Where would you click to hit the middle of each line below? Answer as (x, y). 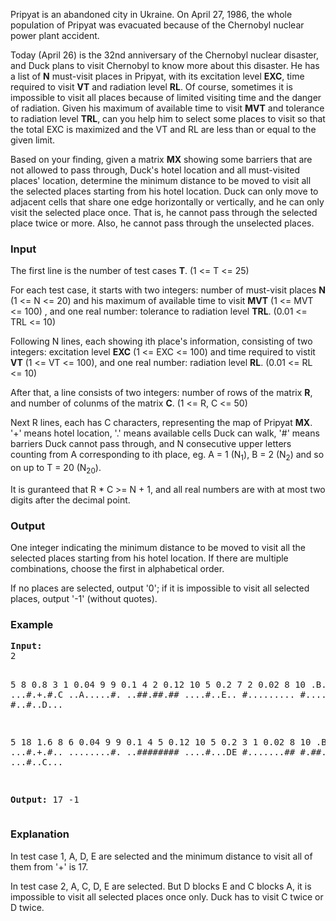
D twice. (27, 907)
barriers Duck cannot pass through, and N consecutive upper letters (151, 444)
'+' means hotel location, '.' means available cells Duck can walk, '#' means (165, 433)
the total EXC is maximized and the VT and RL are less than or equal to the (163, 129)
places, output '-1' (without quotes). (84, 599)
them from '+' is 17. (49, 866)
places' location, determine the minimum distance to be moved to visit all (161, 180)
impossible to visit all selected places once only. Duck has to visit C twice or (167, 896)
